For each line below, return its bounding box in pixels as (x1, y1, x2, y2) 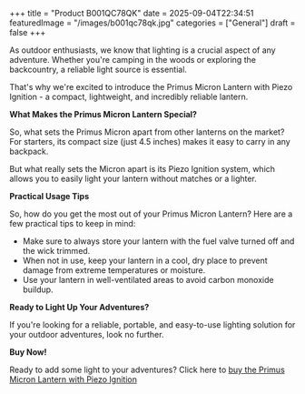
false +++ (9, 27, 46, 37)
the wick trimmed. (22, 246, 91, 256)
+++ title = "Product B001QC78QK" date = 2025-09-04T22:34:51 (9, 8, 254, 18)
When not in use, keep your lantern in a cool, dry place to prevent (22, 255, 268, 266)
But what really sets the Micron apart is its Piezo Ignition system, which (9, 164, 275, 174)
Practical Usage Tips (9, 191, 89, 201)
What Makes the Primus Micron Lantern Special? (9, 109, 198, 119)
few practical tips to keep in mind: (9, 218, 136, 228)
